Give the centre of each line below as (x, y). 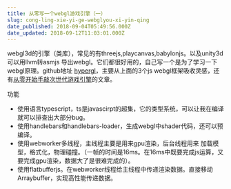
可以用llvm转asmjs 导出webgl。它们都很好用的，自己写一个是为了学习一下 (112, 62)
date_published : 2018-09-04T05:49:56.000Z (69, 26)
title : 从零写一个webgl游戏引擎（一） (57, 13)
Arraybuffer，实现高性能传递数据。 (67, 178)
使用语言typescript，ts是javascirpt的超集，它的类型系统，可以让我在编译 (120, 109)
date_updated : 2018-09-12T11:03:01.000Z (66, 33)
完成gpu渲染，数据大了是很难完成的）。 (79, 161)
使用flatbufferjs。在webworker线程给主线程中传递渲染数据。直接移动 (115, 170)
